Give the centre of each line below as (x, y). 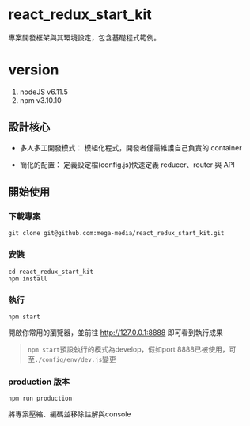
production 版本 (39, 382)
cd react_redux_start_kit (51, 272)
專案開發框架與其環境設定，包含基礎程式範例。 (84, 37)
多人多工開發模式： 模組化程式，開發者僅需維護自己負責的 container (131, 147)
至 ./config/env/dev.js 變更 (72, 359)
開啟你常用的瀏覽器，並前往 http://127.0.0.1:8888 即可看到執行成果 (116, 332)
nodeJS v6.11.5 (44, 92)
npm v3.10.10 (40, 100)
